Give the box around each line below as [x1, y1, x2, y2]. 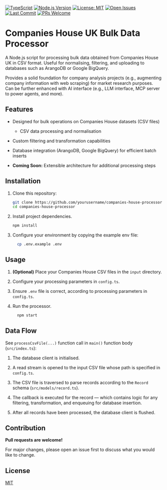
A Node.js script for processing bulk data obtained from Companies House [5, 54, 159, 60]
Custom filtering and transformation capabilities [12, 138, 111, 144]
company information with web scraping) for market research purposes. [5, 80, 154, 86]
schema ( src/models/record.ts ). [12, 385, 80, 391]
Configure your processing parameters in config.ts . [12, 278, 120, 284]
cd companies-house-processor [12, 205, 76, 210]
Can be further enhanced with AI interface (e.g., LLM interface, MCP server [5, 85, 161, 91]
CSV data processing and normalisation [19, 128, 102, 134]
